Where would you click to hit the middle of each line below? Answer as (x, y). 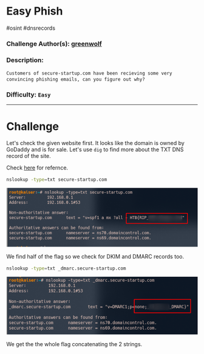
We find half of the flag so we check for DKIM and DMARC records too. (95, 257)
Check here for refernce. (37, 168)
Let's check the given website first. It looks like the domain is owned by (96, 143)
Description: (25, 60)
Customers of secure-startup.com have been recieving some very (89, 73)
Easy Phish (35, 11)
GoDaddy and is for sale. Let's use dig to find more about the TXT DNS (95, 149)
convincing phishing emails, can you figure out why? (76, 80)
